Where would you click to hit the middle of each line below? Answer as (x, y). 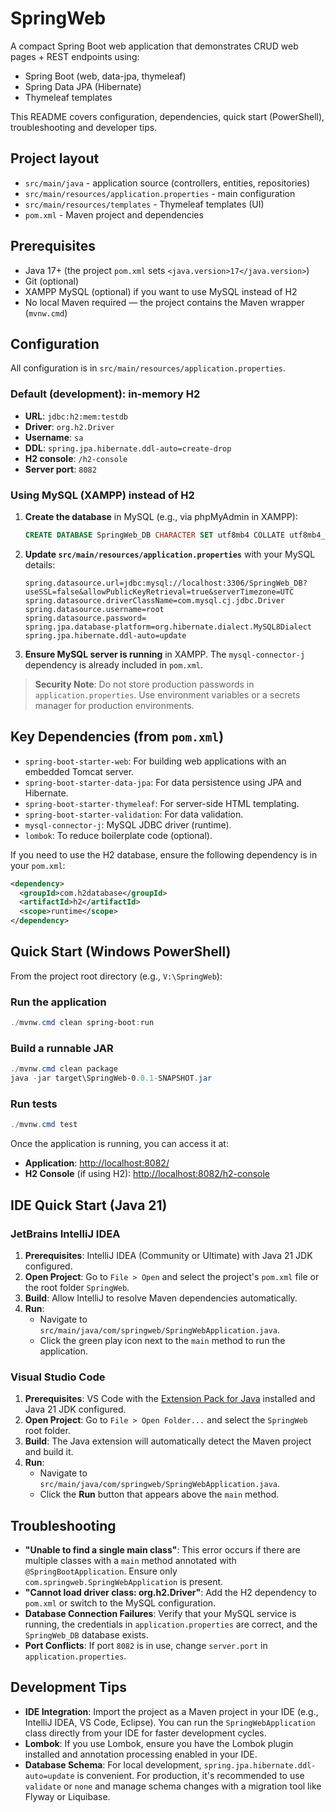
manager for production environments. (114, 705)
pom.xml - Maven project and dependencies (114, 214)
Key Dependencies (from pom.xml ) (117, 737)
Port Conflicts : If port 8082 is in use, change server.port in (146, 1646)
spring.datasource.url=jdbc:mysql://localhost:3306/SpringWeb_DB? (166, 583)
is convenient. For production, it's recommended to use (190, 1775)
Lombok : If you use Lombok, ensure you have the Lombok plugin (159, 1743)
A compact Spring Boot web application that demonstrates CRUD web (154, 46)
